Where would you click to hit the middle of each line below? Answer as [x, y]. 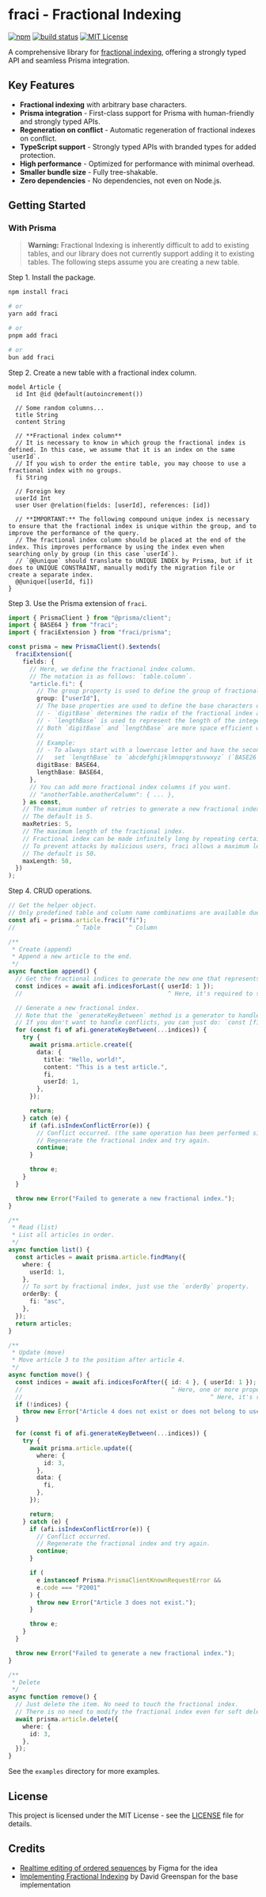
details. [20, 1824]
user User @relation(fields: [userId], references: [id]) [113, 505]
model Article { [35, 387]
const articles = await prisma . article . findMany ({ [101, 1257]
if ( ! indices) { [42, 1404]
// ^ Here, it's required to [134, 993]
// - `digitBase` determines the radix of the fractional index [145, 713]
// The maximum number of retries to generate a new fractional [131, 809]
